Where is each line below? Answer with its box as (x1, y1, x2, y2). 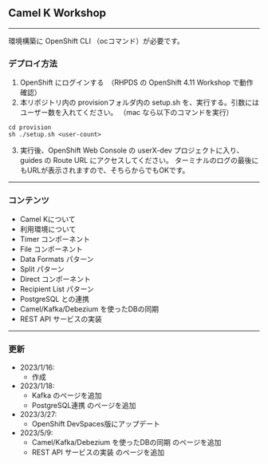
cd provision (8, 124, 52, 132)
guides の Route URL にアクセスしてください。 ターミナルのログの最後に (19, 156, 259, 165)
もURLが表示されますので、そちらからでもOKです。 (19, 165, 190, 175)
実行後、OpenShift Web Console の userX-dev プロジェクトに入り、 (19, 145, 244, 155)
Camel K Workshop (8, 6, 106, 20)
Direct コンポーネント (19, 275, 92, 284)
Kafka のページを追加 (31, 391, 102, 400)
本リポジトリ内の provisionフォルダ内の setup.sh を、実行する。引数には (19, 97, 259, 107)
